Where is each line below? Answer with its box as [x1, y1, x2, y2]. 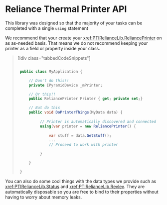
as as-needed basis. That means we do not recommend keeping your [5, 40, 148, 46]
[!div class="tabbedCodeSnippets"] [17, 55, 91, 61]
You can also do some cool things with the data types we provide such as [5, 178, 157, 184]
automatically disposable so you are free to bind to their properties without [5, 189, 159, 195]
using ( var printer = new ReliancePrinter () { [39, 123, 136, 129]
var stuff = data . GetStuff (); [49, 133, 112, 138]
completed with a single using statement [5, 25, 88, 31]
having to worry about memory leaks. [5, 194, 82, 200]
